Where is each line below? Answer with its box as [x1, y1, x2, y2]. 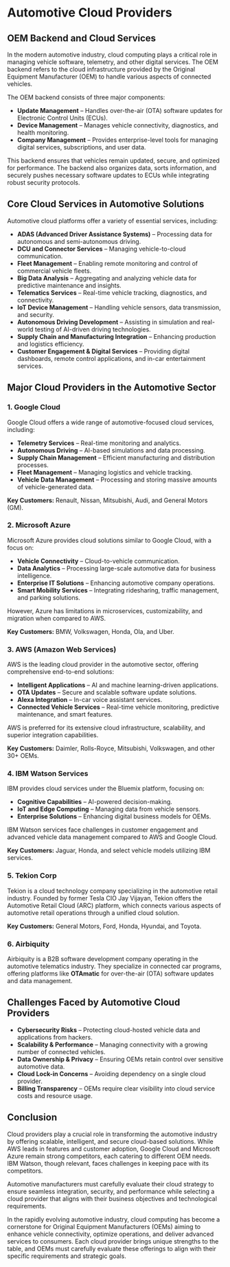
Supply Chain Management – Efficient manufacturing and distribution [16, 453, 215, 462]
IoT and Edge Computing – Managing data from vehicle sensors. [16, 805, 200, 814]
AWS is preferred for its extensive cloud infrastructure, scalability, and [7, 723, 206, 732]
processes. [16, 460, 49, 469]
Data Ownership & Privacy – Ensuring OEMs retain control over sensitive [16, 1055, 224, 1063]
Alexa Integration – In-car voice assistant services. [16, 696, 163, 704]
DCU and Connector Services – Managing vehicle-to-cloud [16, 245, 187, 253]
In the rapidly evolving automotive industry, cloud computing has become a [7, 1215, 220, 1224]
